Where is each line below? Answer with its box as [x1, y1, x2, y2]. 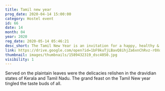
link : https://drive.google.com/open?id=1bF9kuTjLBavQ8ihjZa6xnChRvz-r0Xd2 [5, 48, 164, 53]
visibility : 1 [5, 57, 34, 62]
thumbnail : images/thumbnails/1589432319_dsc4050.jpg [5, 52, 118, 57]
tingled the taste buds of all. [5, 81, 62, 87]
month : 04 [5, 30, 26, 35]
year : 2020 [5, 35, 27, 39]
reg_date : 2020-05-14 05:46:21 [5, 39, 69, 44]
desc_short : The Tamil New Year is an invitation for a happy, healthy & [5, 43, 160, 48]
